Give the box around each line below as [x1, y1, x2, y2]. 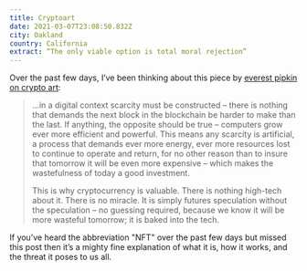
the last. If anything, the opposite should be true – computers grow [31, 120, 283, 130]
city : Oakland [9, 30, 64, 39]
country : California [9, 38, 89, 48]
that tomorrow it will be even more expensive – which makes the [31, 158, 274, 169]
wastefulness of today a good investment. [31, 168, 190, 179]
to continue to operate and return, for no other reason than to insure [31, 148, 288, 160]
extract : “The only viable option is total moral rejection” [9, 47, 248, 57]
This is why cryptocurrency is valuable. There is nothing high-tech [31, 185, 282, 196]
